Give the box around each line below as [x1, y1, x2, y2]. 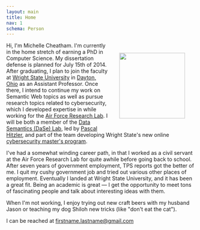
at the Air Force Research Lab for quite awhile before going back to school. [6, 156, 192, 163]
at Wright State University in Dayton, [6, 74, 97, 81]
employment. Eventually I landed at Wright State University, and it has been [6, 175, 192, 182]
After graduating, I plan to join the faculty [6, 67, 108, 75]
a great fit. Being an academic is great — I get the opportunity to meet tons [6, 181, 192, 189]
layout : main [6, 8, 39, 15]
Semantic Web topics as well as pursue [6, 93, 103, 100]
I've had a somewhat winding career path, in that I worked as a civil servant [6, 150, 193, 157]
